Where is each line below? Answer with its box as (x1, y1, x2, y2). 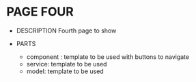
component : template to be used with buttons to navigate (26, 52, 189, 61)
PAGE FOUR (6, 4, 74, 20)
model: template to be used (26, 67, 104, 75)
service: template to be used (26, 60, 107, 68)
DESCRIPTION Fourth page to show (16, 26, 117, 35)
